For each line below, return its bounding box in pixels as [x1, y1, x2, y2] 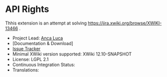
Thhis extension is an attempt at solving [5, 20, 87, 26]
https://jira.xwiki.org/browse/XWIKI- [88, 20, 162, 26]
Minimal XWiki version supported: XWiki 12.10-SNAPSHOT [12, 51, 132, 57]
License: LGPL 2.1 [12, 56, 49, 62]
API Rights [5, 3, 49, 15]
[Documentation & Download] [12, 40, 73, 46]
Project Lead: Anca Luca [12, 35, 63, 41]
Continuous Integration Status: [12, 61, 75, 67]
